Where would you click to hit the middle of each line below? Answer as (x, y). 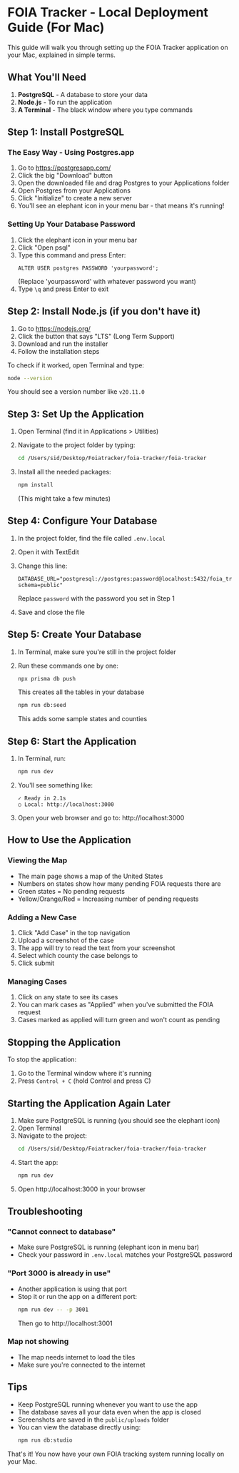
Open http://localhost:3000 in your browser (82, 1189)
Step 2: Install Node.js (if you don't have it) (104, 311)
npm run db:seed (42, 705)
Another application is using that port (72, 1289)
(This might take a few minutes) (64, 498)
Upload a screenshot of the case (66, 941)
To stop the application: (42, 1059)
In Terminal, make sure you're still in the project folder (97, 652)
